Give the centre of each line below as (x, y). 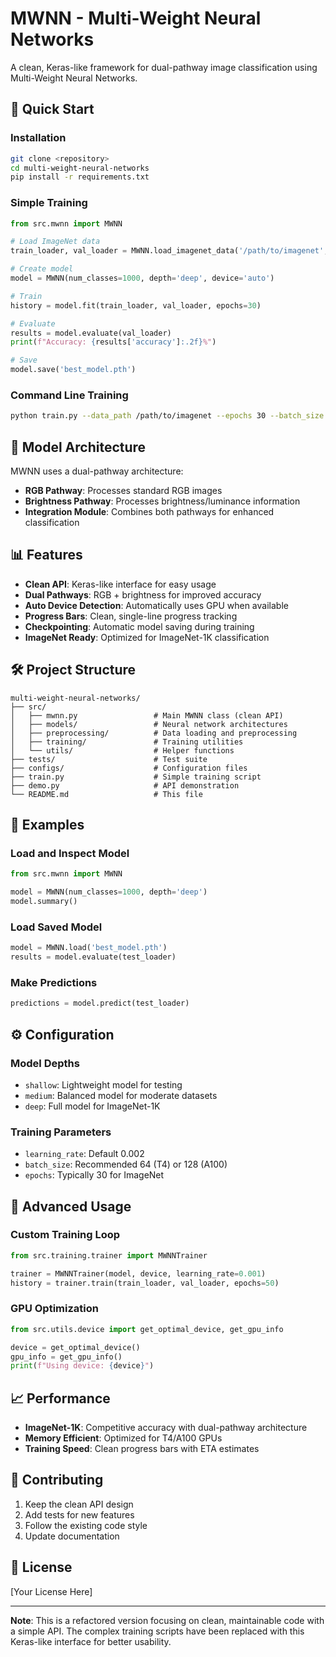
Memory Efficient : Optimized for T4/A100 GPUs (123, 1438)
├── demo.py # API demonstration (125, 785)
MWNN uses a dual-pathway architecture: (97, 471)
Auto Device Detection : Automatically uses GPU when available (156, 605)
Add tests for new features (79, 1514)
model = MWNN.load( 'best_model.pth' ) (89, 948)
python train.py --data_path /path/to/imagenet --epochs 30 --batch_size (167, 416)
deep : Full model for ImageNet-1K (92, 1106)
